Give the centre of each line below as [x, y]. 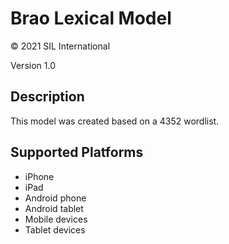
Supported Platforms [77, 152]
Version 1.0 [33, 65]
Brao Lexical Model [91, 18]
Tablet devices [55, 229]
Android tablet [54, 208]
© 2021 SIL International [60, 46]
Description [47, 97]
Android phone [55, 198]
